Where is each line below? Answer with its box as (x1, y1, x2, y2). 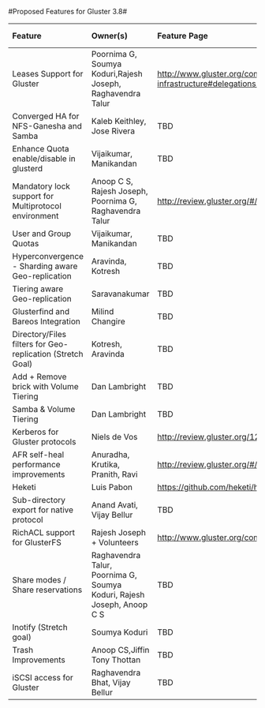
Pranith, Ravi (91, 469, 138, 480)
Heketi (12, 481, 37, 493)
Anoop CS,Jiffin (91, 645, 150, 655)
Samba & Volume (12, 404, 76, 414)
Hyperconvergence (12, 251, 84, 261)
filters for (12, 339, 47, 350)
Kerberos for (12, 426, 59, 437)
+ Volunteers (91, 537, 140, 548)
